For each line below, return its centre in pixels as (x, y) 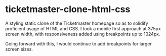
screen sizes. (19, 49)
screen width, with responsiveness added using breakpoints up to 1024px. (83, 34)
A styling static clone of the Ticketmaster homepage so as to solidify (77, 23)
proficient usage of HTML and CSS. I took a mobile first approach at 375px (83, 28)
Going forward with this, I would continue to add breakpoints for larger (78, 43)
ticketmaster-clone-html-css (68, 9)
